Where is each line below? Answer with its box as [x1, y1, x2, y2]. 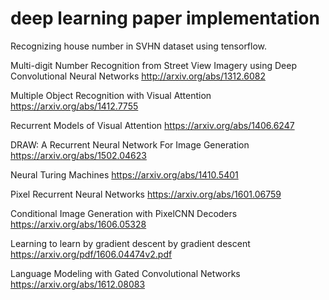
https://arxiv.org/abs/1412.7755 [10, 100, 139, 112]
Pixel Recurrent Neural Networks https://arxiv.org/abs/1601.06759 [10, 188, 282, 200]
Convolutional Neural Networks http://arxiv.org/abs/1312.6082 [10, 70, 266, 82]
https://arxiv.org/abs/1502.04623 [10, 149, 147, 161]
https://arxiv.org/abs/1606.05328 [10, 218, 147, 230]
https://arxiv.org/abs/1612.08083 [10, 278, 146, 290]
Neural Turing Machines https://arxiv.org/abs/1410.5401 [10, 168, 239, 181]
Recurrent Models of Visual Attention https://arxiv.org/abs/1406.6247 [10, 119, 295, 131]
